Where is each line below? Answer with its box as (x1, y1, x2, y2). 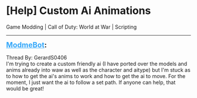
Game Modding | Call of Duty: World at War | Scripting (6, 23, 137, 30)
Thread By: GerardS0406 (6, 54, 67, 61)
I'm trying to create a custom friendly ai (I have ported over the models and (6, 60, 188, 67)
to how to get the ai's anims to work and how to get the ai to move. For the (6, 72, 186, 79)
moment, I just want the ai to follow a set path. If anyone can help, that (6, 79, 176, 86)
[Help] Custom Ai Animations (6, 4, 151, 17)
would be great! (6, 85, 44, 92)
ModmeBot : (6, 40, 47, 50)
